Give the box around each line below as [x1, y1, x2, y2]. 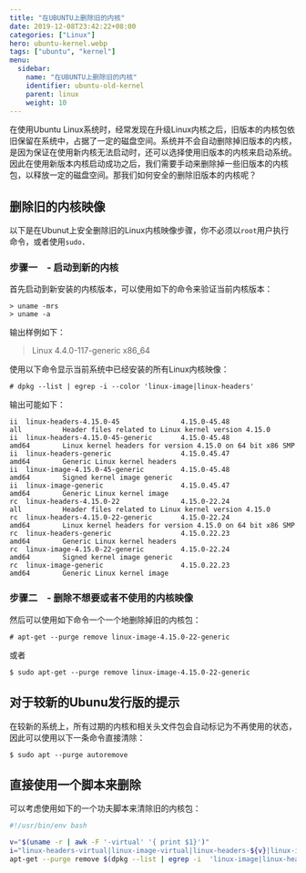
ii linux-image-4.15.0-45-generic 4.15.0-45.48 [9, 466, 230, 475]
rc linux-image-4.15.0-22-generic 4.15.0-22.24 [9, 545, 230, 554]
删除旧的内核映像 [9, 199, 106, 214]
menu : [9, 56, 30, 65]
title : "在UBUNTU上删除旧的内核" [9, 13, 126, 23]
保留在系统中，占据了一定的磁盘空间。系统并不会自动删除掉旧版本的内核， [16, 136, 297, 147]
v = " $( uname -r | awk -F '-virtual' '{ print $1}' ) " [9, 837, 209, 847]
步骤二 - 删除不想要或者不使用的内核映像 [9, 591, 194, 604]
